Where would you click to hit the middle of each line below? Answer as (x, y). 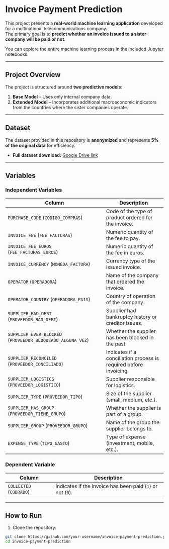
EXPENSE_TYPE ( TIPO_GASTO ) (39, 443)
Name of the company (132, 276)
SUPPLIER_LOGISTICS (31, 379)
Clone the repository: (34, 528)
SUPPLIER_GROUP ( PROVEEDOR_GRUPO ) (48, 426)
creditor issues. (124, 323)
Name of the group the (133, 422)
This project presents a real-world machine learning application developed (84, 23)
